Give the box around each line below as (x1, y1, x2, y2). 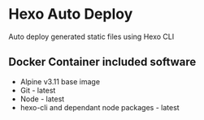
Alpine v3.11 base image (20, 76, 100, 86)
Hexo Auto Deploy (8, 5, 133, 24)
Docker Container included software (8, 55, 197, 69)
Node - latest (20, 94, 65, 104)
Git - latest (20, 85, 56, 95)
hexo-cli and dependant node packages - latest (20, 102, 180, 112)
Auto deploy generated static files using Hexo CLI (8, 32, 175, 41)
